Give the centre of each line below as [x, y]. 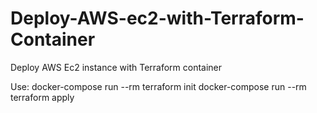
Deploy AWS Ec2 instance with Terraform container [116, 67]
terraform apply [42, 97]
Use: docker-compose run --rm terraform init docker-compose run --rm [158, 86]
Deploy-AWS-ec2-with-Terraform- [157, 18]
